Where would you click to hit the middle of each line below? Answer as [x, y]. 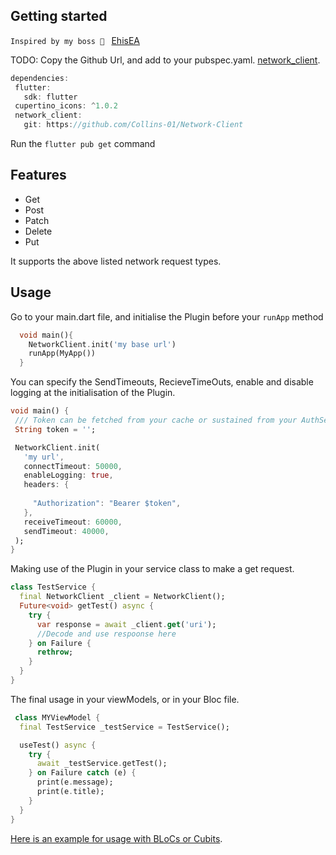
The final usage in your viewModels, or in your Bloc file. [125, 699]
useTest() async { [58, 745]
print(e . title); [70, 792]
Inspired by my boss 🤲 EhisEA [75, 40]
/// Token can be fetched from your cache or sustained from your [156, 420]
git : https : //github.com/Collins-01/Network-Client [133, 125]
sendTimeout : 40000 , [66, 531]
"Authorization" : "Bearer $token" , [107, 504]
